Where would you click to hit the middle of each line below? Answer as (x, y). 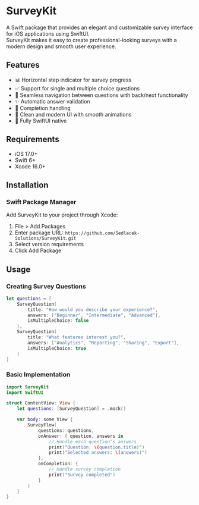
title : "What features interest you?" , (77, 337)
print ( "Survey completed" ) (82, 475)
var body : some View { (45, 420)
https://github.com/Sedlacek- (102, 233)
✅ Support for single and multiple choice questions (77, 88)
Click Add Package (38, 250)
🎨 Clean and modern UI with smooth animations (73, 114)
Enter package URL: (39, 233)
